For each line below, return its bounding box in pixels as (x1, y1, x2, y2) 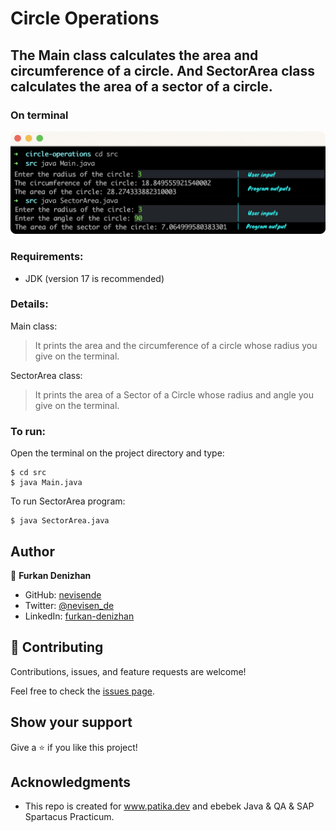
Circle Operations (10, 7, 160, 30)
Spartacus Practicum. (24, 811, 115, 823)
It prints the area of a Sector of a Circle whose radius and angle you (34, 388, 315, 401)
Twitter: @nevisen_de (24, 599, 115, 611)
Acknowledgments (10, 773, 132, 791)
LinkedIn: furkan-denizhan (24, 610, 135, 622)
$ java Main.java (10, 478, 83, 488)
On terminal (10, 108, 69, 122)
